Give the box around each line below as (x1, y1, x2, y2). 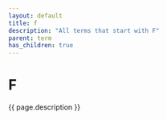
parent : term (8, 34, 52, 42)
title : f (8, 19, 38, 27)
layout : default (8, 11, 63, 20)
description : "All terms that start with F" (8, 26, 160, 34)
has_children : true (8, 42, 74, 50)
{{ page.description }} (8, 102, 81, 112)
